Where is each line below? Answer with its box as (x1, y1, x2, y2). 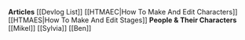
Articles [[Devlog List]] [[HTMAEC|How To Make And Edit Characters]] (8, 8, 238, 16)
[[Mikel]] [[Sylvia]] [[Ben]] (8, 24, 92, 32)
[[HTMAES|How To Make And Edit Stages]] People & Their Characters (8, 15, 237, 25)
